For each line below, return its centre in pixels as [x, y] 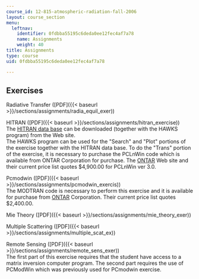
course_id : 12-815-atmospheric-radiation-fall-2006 [71, 12]
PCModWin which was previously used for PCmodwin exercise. [84, 270]
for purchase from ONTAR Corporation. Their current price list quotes [91, 197]
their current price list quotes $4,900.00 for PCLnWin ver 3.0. [81, 167]
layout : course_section [36, 17]
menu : [13, 23]
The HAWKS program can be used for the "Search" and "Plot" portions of [96, 142]
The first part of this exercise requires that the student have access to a [94, 257]
